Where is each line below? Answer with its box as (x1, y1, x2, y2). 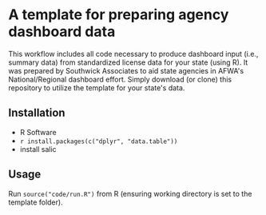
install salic (19, 144, 58, 153)
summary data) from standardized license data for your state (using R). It (8, 58, 248, 67)
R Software (19, 127, 58, 137)
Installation (8, 106, 66, 120)
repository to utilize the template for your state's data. (8, 82, 185, 93)
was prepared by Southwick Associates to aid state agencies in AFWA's (8, 66, 244, 75)
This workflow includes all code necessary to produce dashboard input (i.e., (8, 49, 259, 58)
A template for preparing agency (8, 6, 229, 24)
